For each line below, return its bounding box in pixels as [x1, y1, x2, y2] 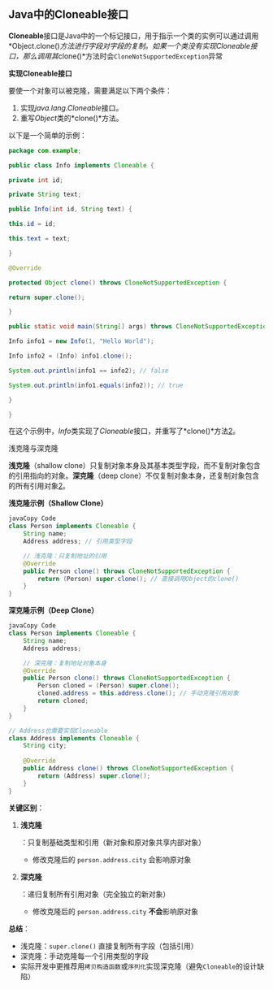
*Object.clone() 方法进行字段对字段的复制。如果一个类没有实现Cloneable [8, 41, 250, 50]
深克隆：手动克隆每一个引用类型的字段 [19, 951, 149, 961]
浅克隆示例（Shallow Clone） [8, 498, 108, 508]
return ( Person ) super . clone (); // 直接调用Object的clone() [37, 575, 240, 583]
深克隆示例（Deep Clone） [8, 605, 99, 615]
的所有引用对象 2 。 [8, 481, 71, 491]
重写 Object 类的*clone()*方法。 [19, 113, 123, 123]
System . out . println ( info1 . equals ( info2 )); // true [8, 381, 184, 389]
